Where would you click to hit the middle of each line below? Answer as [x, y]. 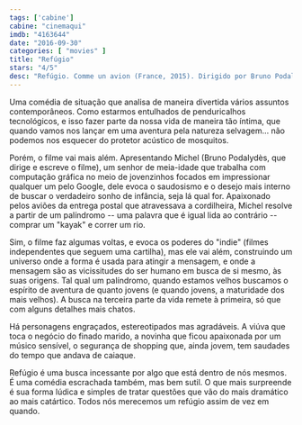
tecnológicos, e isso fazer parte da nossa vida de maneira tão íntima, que [145, 121]
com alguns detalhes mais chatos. [72, 309]
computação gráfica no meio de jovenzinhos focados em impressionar [140, 176]
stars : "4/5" [34, 68]
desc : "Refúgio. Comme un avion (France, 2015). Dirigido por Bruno [140, 77]
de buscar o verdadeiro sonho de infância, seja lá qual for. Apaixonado [140, 195]
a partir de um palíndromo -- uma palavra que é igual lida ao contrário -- [143, 215]
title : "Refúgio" [42, 59]
